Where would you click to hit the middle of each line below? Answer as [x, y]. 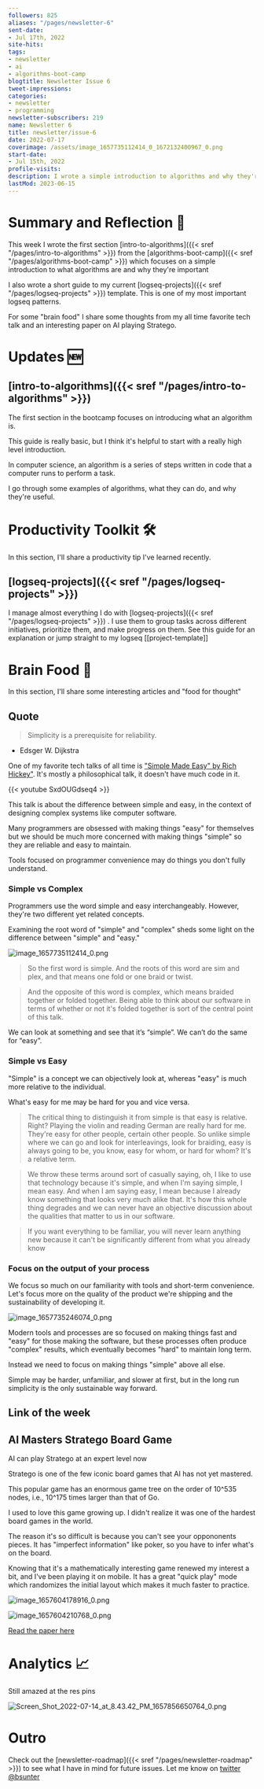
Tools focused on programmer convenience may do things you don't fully [127, 860]
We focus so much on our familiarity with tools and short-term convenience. [131, 1285]
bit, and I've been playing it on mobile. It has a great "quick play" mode [123, 1577]
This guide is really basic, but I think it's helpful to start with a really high [125, 441]
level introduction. [37, 449]
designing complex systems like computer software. [92, 813]
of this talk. [46, 1017]
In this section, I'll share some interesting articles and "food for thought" [125, 692]
